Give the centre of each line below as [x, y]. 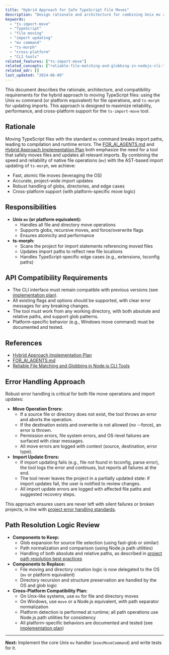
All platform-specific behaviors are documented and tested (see [86, 623]
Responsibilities [31, 207]
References [24, 343]
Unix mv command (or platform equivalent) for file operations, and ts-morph [82, 100]
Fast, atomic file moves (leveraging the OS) [57, 175]
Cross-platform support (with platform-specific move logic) [74, 191]
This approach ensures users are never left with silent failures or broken [80, 504]
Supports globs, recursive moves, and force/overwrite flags [82, 230]
